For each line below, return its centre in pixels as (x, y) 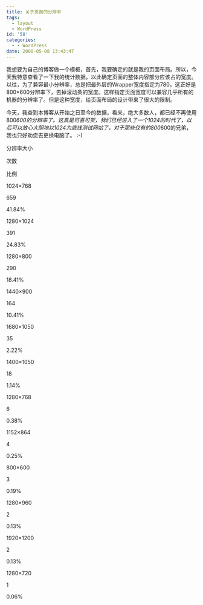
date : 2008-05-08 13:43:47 (40, 51)
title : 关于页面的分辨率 (34, 12)
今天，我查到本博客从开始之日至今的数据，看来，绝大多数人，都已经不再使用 (101, 112)
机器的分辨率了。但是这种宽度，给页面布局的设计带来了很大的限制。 (91, 99)
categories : (21, 40)
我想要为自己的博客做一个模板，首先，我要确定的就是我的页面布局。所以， (99, 69)
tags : (13, 18)
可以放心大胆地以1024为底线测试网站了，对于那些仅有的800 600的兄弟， (101, 127)
